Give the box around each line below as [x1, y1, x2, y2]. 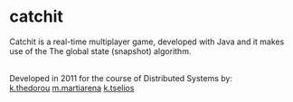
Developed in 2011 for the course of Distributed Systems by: [9, 72, 233, 83]
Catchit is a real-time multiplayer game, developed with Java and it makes [9, 36, 285, 47]
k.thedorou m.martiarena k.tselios [9, 82, 135, 93]
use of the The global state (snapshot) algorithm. [9, 45, 192, 56]
